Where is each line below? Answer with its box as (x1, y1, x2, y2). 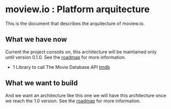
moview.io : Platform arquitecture (5, 4, 150, 15)
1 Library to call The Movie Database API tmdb (12, 64, 110, 70)
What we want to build (5, 79, 78, 88)
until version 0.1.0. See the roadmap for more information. (5, 54, 126, 60)
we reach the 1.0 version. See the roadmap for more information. (5, 98, 141, 104)
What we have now (5, 35, 67, 44)
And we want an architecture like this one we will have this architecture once (5, 92, 166, 98)
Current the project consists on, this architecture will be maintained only (5, 48, 157, 54)
